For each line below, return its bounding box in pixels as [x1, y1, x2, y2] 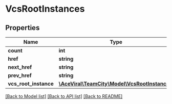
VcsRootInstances [5, 3, 85, 15]
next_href [8, 64, 32, 70]
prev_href [8, 72, 32, 79]
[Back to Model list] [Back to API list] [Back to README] [5, 93, 123, 99]
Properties [5, 23, 40, 32]
